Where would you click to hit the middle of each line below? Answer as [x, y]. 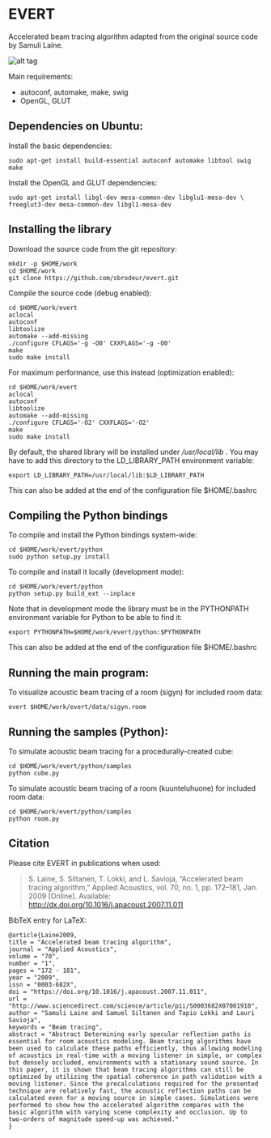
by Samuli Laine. [36, 45]
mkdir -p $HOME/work [43, 264]
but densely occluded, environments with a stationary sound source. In [133, 1062]
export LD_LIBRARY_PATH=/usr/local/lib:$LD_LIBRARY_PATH [106, 475]
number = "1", [32, 963]
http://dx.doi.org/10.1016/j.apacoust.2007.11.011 [106, 904]
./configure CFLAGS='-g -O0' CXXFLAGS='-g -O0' [90, 343]
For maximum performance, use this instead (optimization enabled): [121, 372]
